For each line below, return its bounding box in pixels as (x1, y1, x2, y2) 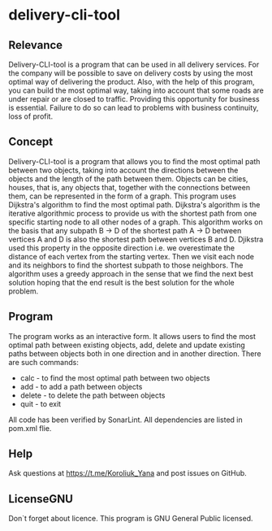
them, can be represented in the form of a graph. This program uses (8, 191, 237, 201)
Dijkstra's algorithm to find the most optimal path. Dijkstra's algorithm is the (8, 199, 261, 209)
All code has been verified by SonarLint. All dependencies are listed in (8, 415, 243, 424)
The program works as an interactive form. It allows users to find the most (8, 331, 256, 341)
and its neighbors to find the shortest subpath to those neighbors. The (8, 260, 244, 270)
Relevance (8, 38, 63, 52)
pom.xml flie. (8, 423, 52, 433)
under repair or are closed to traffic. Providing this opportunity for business (8, 94, 260, 103)
